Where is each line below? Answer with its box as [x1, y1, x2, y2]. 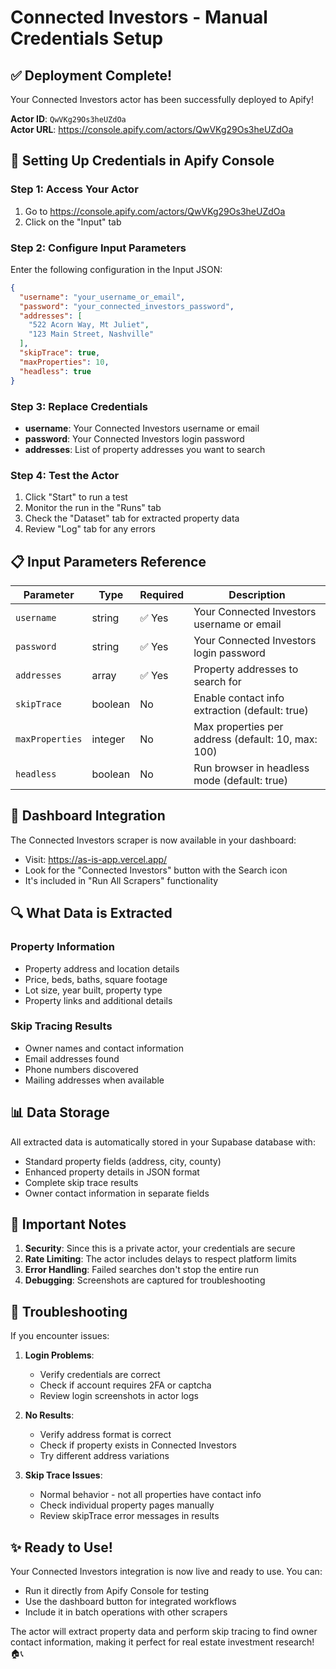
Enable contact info [193, 691, 285, 705]
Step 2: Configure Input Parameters [10, 241, 187, 255]
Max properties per [193, 720, 284, 734]
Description [228, 588, 286, 602]
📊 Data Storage [10, 1104, 110, 1121]
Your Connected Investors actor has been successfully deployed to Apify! [10, 94, 314, 105]
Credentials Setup [10, 27, 164, 50]
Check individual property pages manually [39, 1499, 215, 1511]
